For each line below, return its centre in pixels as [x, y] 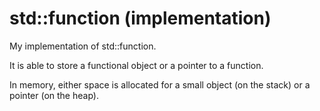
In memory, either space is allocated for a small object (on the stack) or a [160, 84]
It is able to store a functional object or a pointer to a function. [136, 65]
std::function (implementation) [140, 18]
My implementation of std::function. [83, 46]
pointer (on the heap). [54, 95]
